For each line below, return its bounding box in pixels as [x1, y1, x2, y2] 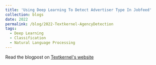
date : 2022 [5, 17, 28, 22]
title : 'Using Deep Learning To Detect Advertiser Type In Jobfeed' [5, 7, 152, 13]
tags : [5, 26, 17, 31]
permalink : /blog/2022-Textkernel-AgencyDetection [5, 21, 114, 27]
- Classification [10, 36, 46, 41]
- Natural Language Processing [10, 40, 75, 45]
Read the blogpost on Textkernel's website [5, 54, 94, 60]
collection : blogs [5, 12, 44, 17]
